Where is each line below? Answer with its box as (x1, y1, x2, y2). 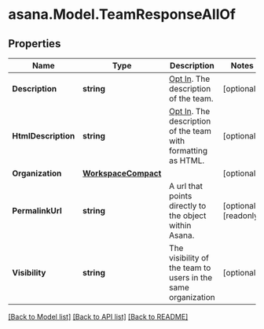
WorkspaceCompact (82, 168, 162, 179)
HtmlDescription (12, 131, 75, 141)
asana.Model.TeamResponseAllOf (8, 6, 236, 24)
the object (168, 210, 207, 221)
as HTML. (168, 155, 205, 166)
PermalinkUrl (12, 205, 63, 216)
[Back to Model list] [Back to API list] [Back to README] (8, 312, 189, 321)
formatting (168, 146, 208, 156)
